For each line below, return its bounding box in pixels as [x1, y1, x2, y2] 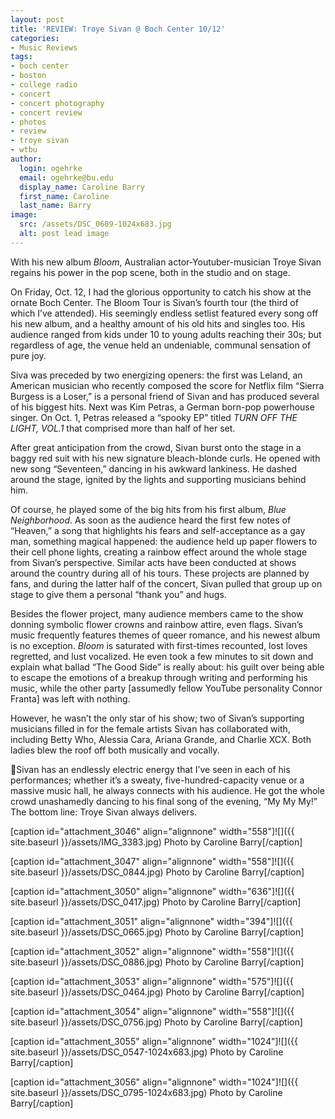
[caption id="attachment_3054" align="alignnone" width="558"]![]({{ [10, 1005, 295, 1017]
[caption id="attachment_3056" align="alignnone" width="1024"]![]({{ [10, 1076, 299, 1088]
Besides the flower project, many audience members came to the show [10, 607, 304, 620]
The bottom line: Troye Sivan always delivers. [10, 806, 198, 818]
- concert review [10, 107, 83, 118]
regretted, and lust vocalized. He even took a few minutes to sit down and [10, 650, 314, 662]
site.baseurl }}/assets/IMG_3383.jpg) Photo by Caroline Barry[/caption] [10, 836, 303, 848]
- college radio [10, 80, 78, 90]
